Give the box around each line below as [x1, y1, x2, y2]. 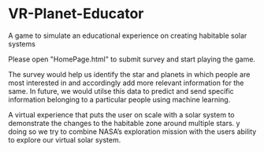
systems [8, 39, 35, 48]
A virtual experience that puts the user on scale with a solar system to [8, 109, 235, 119]
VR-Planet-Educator [8, 5, 144, 23]
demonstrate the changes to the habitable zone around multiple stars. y [8, 118, 240, 128]
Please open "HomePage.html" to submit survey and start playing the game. [8, 54, 256, 64]
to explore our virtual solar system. [8, 135, 121, 144]
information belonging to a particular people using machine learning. [8, 95, 231, 104]
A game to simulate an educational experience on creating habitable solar [8, 31, 247, 40]
